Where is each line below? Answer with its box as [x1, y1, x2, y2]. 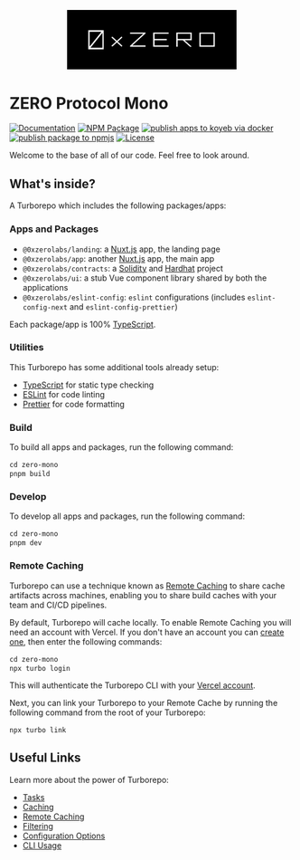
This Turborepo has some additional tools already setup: [9, 361, 220, 372]
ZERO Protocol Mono [9, 92, 169, 113]
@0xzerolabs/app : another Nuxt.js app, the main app [22, 253, 215, 263]
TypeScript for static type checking [22, 379, 155, 390]
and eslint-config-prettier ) [69, 301, 178, 312]
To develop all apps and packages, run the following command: [9, 511, 246, 521]
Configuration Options [22, 830, 106, 841]
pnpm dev [9, 539, 42, 548]
